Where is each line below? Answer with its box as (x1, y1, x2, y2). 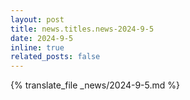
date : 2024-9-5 (10, 33, 74, 43)
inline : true (10, 42, 65, 53)
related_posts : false (10, 52, 101, 62)
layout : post (10, 14, 65, 25)
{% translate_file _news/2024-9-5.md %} (10, 79, 181, 91)
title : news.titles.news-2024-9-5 (10, 24, 155, 34)
